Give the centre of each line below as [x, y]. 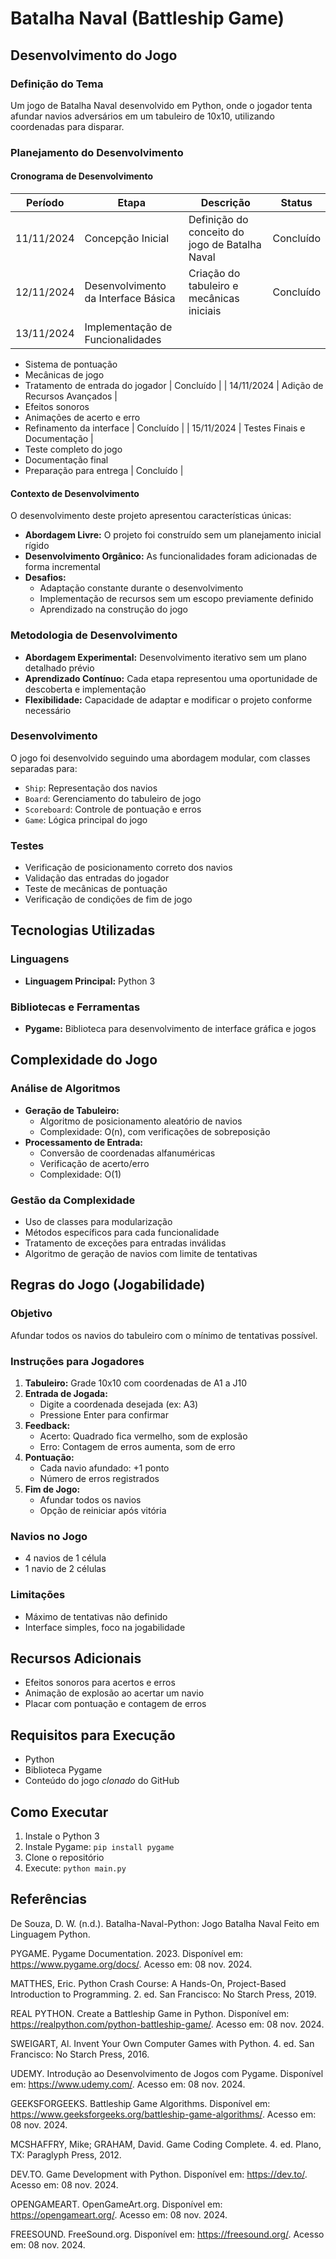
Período [45, 202]
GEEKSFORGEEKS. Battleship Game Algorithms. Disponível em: [140, 2103]
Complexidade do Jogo [84, 1060]
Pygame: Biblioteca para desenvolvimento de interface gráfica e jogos [170, 1029]
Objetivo [31, 1314]
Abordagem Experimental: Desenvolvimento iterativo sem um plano [165, 657]
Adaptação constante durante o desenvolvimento [141, 588]
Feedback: [47, 1426]
